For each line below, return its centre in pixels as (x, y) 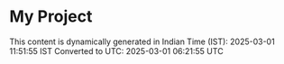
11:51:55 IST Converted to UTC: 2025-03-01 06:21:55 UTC (116, 50)
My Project (51, 17)
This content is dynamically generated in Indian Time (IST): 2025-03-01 (142, 41)
